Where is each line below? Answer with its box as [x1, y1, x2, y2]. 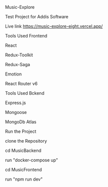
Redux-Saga [5, 62, 30, 67]
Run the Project [5, 128, 36, 134]
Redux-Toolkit [5, 52, 33, 58]
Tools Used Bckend [5, 90, 45, 96]
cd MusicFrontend [5, 167, 42, 172]
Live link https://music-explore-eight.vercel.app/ [5, 23, 103, 29]
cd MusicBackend [5, 148, 42, 153]
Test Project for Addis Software [5, 14, 69, 19]
